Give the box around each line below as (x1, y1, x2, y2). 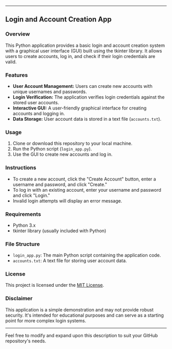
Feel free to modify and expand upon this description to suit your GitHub (5, 332, 158, 338)
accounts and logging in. (12, 110, 65, 116)
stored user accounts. (12, 99, 59, 105)
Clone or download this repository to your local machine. (12, 140, 133, 146)
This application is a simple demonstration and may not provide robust (5, 306, 154, 313)
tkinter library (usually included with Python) (12, 227, 106, 234)
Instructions (5, 164, 37, 171)
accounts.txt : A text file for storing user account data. (12, 258, 127, 264)
